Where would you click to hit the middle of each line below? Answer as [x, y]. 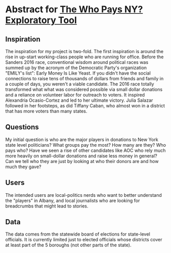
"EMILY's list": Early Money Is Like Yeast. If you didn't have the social [78, 73]
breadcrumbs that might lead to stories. [47, 206]
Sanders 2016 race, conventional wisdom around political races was [77, 62]
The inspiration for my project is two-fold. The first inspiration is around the [84, 51]
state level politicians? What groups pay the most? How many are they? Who [86, 145]
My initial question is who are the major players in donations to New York [82, 140]
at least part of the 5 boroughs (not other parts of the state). [68, 245]
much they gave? [23, 167]
